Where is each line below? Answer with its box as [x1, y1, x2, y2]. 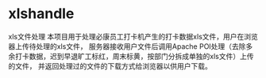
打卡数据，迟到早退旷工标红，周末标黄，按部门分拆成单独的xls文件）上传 [14, 51, 254, 61]
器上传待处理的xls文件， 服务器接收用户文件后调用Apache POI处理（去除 [8, 41, 246, 51]
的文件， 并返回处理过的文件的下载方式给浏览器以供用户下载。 [8, 61, 212, 71]
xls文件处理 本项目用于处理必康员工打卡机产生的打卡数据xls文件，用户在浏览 [8, 32, 258, 41]
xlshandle [8, 5, 75, 23]
